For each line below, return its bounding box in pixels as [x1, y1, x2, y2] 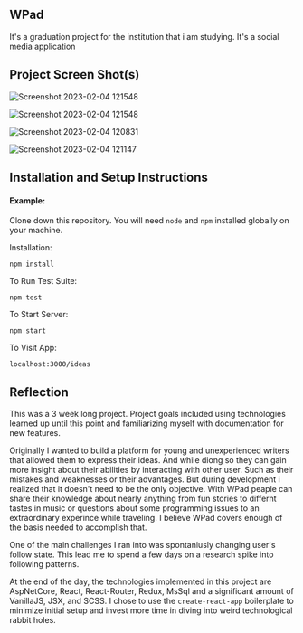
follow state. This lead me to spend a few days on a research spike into [9, 549, 274, 560]
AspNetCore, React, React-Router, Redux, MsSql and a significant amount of [9, 586, 294, 597]
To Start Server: [9, 309, 69, 320]
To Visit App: [9, 343, 57, 354]
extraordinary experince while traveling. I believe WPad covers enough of [9, 513, 283, 524]
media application [9, 41, 76, 52]
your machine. [9, 225, 63, 236]
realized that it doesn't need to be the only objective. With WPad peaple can [9, 484, 293, 495]
